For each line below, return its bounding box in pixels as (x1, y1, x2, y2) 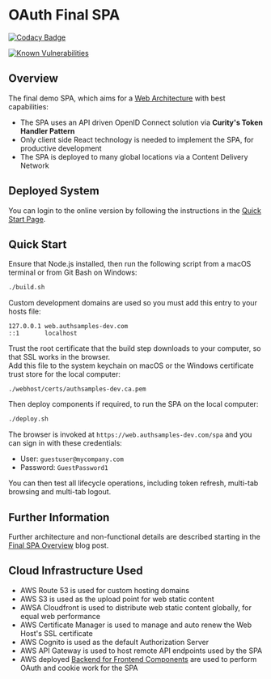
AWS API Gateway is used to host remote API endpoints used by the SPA (19, 646, 263, 656)
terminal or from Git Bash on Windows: (8, 267, 138, 277)
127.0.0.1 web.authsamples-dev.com (8, 322, 129, 331)
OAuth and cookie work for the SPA (19, 663, 138, 673)
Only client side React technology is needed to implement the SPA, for (19, 135, 254, 144)
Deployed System (8, 184, 100, 198)
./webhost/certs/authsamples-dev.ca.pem (8, 385, 147, 394)
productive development (19, 143, 103, 153)
